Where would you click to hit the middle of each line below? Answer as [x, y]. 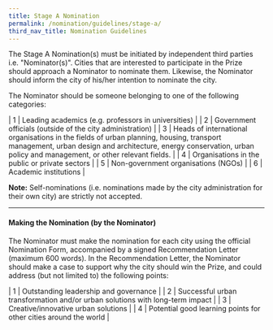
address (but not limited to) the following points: [89, 275]
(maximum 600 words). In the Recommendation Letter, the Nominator [125, 258]
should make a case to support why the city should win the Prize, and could [135, 267]
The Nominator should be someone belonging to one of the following [124, 96]
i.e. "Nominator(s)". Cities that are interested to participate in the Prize [126, 63]
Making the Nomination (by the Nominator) [82, 222]
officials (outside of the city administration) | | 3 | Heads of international [128, 129]
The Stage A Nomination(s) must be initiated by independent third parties [131, 54]
